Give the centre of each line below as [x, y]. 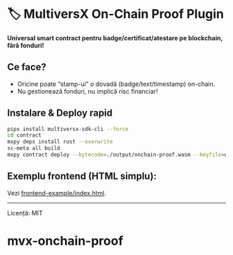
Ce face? [27, 67]
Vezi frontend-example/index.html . [57, 193]
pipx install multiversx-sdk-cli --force [68, 129]
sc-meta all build [34, 148]
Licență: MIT [25, 213]
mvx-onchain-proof [65, 241]
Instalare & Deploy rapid [60, 113]
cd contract [24, 135]
